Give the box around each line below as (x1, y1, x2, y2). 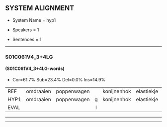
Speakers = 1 (12, 27, 39, 33)
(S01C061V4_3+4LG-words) (5, 65, 65, 71)
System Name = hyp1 (12, 17, 56, 23)
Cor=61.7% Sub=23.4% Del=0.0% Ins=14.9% (12, 76, 106, 82)
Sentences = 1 (12, 36, 42, 42)
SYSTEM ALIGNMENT (5, 4, 75, 12)
